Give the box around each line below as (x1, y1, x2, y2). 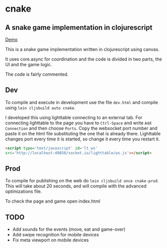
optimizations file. (5, 188, 42, 194)
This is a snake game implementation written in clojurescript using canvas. (5, 46, 160, 52)
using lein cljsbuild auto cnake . (5, 105, 75, 111)
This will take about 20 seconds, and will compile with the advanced (5, 183, 147, 189)
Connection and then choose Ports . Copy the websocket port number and (5, 125, 157, 131)
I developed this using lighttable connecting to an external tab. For (5, 114, 142, 120)
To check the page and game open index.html (5, 198, 101, 205)
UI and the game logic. (5, 62, 52, 67)
